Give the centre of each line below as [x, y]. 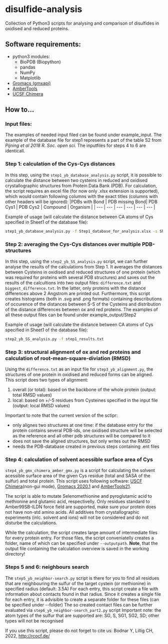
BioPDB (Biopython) [40, 62]
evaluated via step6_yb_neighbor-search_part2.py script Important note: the [83, 610]
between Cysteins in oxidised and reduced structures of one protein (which [83, 272]
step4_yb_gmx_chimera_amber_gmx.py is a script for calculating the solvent [80, 471]
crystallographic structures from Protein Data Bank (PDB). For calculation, [81, 186]
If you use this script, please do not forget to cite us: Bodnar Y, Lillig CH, [79, 630]
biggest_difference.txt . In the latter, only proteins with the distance [75, 288]
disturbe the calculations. [31, 523]
